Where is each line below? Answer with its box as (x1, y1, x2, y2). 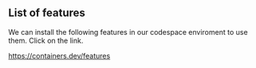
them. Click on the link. (8, 36, 84, 45)
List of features (8, 6, 86, 20)
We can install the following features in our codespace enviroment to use (8, 27, 249, 36)
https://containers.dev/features (8, 51, 111, 60)
